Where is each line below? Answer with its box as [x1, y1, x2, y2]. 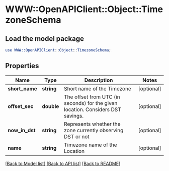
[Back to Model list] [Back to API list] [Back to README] [5, 160, 121, 166]
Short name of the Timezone [63, 85, 132, 92]
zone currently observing [63, 127, 124, 134]
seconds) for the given [63, 99, 118, 106]
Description [84, 77, 113, 84]
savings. [63, 112, 84, 119]
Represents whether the [63, 120, 121, 127]
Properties [5, 62, 39, 70]
